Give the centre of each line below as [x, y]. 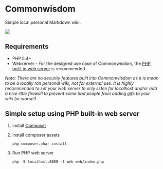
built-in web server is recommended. [49, 68]
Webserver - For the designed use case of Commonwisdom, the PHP [81, 63]
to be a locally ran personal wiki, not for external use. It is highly [69, 83]
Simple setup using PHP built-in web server [72, 114]
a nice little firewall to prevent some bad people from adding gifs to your [78, 93]
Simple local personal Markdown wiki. [43, 22]
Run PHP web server [33, 153]
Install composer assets [36, 135]
